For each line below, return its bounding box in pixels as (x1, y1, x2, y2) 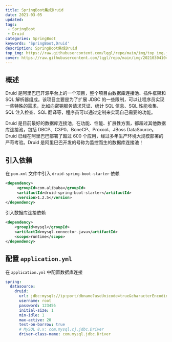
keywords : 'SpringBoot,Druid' (5, 41, 70, 46)
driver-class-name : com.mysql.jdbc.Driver (18, 332, 111, 337)
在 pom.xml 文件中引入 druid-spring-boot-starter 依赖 (5, 170, 120, 176)
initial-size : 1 (18, 308, 54, 313)
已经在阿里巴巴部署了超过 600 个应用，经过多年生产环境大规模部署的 (17, 133, 164, 139)
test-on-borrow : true (18, 322, 66, 327)
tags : (5, 22, 17, 27)
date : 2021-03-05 (5, 12, 42, 17)
